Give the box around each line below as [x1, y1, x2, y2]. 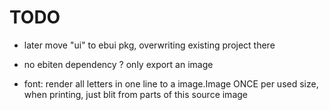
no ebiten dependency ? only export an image [23, 58, 214, 70]
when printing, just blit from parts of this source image [23, 88, 248, 100]
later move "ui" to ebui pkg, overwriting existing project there [23, 39, 276, 51]
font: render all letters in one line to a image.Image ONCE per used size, [23, 77, 319, 90]
